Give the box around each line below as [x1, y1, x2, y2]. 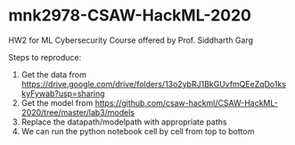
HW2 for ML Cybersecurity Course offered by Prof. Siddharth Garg [8, 35, 254, 45]
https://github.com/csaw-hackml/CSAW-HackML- [94, 97, 278, 108]
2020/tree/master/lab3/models [20, 107, 135, 117]
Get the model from [20, 97, 94, 108]
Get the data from [20, 68, 86, 80]
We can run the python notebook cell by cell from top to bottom [20, 125, 255, 136]
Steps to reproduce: [8, 52, 82, 62]
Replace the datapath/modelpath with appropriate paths [20, 117, 227, 127]
